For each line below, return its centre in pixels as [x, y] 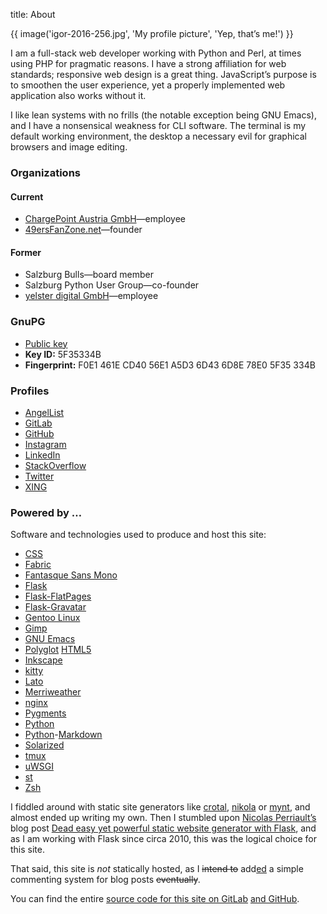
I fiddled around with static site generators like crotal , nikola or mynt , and [160, 807]
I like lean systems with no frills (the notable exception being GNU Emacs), [164, 115]
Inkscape [43, 660]
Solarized [44, 745]
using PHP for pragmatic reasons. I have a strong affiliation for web [148, 63]
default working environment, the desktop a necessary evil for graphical [158, 136]
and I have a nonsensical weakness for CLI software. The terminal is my [158, 125]
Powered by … [46, 512]
